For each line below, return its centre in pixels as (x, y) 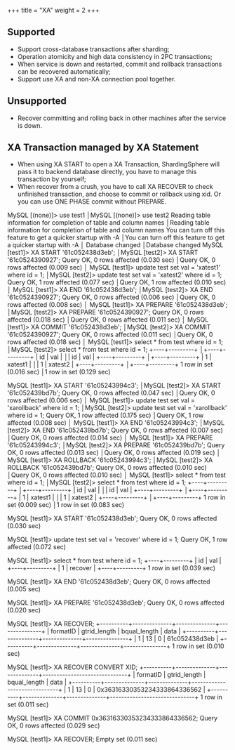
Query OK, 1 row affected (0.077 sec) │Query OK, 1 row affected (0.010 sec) (117, 282)
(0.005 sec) (24, 589)
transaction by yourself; (52, 179)
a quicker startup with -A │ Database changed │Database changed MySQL (115, 245)
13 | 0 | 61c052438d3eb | (182, 639)
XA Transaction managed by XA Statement (103, 148)
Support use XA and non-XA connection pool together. (96, 79)
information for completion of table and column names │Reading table (109, 223)
